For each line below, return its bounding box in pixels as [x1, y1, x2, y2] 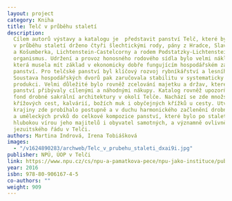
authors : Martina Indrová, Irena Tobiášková [7, 132, 137, 139]
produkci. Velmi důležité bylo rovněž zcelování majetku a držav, [13, 81, 209, 88]
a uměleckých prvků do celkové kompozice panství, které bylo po [13, 113, 206, 119]
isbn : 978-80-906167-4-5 [7, 171, 79, 178]
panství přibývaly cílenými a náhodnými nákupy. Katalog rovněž [13, 87, 202, 94]
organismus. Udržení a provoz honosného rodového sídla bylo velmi [13, 55, 212, 62]
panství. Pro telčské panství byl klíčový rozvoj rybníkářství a [13, 68, 206, 75]
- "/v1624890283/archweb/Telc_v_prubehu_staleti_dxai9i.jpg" [13, 145, 193, 152]
